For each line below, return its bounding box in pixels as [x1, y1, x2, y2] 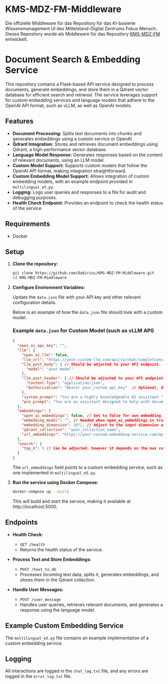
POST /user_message [20, 597, 61, 602]
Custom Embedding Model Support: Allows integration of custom [12, 173, 149, 179]
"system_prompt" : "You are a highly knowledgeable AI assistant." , [22, 395, 165, 400]
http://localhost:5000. [12, 504, 58, 510]
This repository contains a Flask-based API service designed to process [5, 81, 154, 87]
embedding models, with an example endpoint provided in [12, 178, 133, 184]
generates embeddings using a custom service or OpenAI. [12, 136, 133, 142]
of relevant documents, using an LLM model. [12, 157, 105, 163]
